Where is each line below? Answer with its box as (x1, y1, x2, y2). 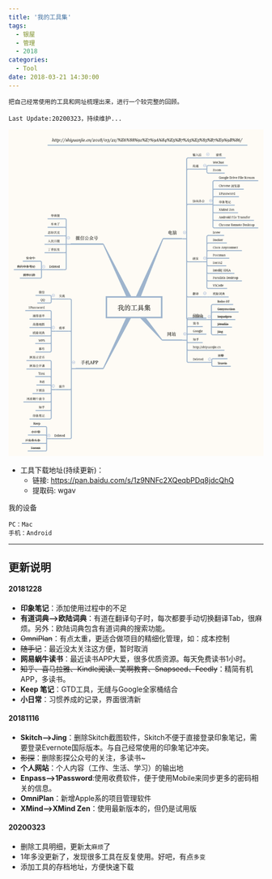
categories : (8, 56, 49, 64)
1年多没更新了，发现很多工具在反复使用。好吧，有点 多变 (19, 852, 206, 862)
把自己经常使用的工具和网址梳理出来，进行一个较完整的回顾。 (8, 97, 184, 106)
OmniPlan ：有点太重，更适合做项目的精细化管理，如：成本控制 (19, 633, 230, 643)
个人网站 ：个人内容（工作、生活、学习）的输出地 (19, 763, 184, 773)
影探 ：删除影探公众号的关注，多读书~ (19, 752, 147, 762)
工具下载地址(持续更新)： (19, 465, 104, 475)
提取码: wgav (32, 485, 76, 495)
